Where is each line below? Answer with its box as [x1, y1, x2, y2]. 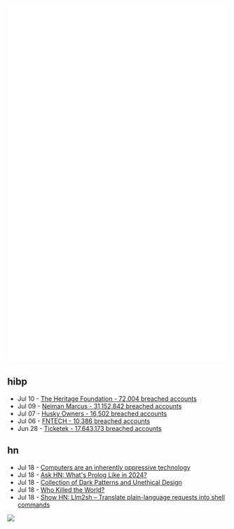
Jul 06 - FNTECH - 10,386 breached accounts [17, 416, 151, 425]
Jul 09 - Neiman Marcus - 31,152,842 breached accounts [17, 401, 182, 410]
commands [17, 500, 50, 509]
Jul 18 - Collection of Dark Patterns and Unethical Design [17, 478, 182, 486]
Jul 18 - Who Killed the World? [17, 486, 105, 494]
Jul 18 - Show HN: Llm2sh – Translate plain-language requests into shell [17, 493, 226, 501]
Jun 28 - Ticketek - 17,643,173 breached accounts [17, 424, 163, 432]
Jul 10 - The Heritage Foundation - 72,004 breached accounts [17, 394, 198, 403]
